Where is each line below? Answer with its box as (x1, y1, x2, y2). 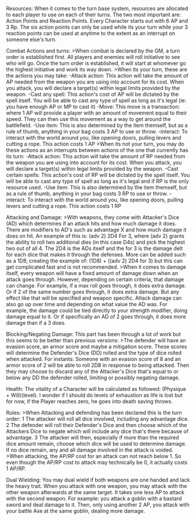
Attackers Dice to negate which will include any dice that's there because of (6, 428, 189, 435)
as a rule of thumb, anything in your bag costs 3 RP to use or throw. (6, 190, 168, 197)
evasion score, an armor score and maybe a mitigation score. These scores (6, 343, 188, 350)
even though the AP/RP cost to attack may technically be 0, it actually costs (6, 459, 188, 466)
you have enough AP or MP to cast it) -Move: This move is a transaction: (6, 103, 180, 110)
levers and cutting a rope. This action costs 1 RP (6, 203, 121, 209)
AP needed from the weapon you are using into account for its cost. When (6, 78, 184, 85)
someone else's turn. (6, 36, 57, 43)
